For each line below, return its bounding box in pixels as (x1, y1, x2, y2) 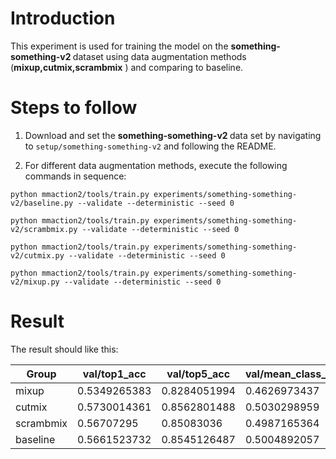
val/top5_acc (166, 367, 231, 381)
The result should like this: (10, 343, 119, 355)
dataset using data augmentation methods (72, 50, 247, 62)
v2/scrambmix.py (10, 224, 78, 234)
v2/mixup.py (10, 277, 60, 287)
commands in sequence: (24, 170, 127, 182)
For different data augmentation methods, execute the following (24, 159, 288, 171)
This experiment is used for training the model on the (10, 40, 229, 52)
